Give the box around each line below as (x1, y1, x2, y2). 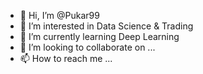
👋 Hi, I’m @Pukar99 (19, 10, 100, 21)
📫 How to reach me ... (19, 53, 113, 64)
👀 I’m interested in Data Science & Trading (19, 20, 194, 32)
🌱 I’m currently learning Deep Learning (19, 31, 180, 42)
